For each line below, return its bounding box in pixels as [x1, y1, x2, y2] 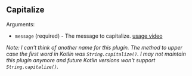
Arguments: [6, 20, 35, 28]
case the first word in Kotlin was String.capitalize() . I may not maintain [6, 50, 187, 57]
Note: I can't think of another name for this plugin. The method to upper [6, 44, 183, 51]
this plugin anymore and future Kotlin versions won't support [6, 56, 156, 63]
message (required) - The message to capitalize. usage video [14, 32, 163, 39]
